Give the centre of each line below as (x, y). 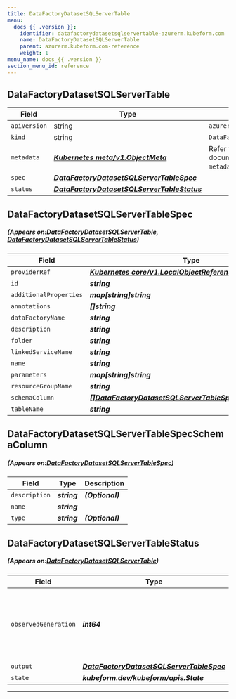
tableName (27, 409)
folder (22, 340)
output (22, 666)
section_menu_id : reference (48, 66)
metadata (25, 158)
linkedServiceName (41, 352)
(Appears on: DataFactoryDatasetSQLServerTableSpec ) (91, 463)
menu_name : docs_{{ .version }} (54, 60)
